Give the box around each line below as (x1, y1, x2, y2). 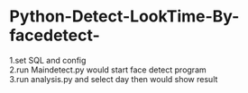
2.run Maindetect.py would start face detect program (9, 64, 207, 75)
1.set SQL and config (9, 55, 87, 65)
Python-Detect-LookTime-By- (9, 6, 240, 27)
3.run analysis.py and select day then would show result (9, 73, 218, 84)
